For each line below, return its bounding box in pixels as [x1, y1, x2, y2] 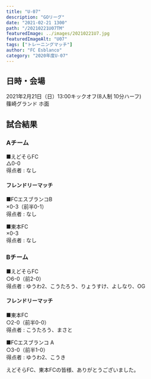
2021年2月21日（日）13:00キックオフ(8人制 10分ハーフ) [6, 93, 142, 100]
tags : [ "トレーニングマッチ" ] [6, 42, 73, 48]
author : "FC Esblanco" [6, 47, 62, 53]
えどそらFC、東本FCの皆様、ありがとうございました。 [6, 366, 139, 373]
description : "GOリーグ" [6, 14, 65, 20]
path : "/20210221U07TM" [6, 25, 65, 31]
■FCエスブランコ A [6, 339, 54, 346]
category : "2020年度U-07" [6, 53, 68, 59]
